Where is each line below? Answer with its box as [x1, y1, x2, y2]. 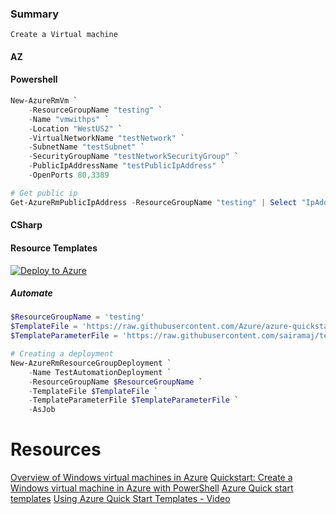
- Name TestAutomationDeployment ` [28, 367, 172, 377]
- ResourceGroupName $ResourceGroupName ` [28, 377, 203, 387]
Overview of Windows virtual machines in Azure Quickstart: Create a [10, 472, 293, 484]
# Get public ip [10, 188, 78, 198]
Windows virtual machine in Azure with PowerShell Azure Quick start [10, 482, 294, 494]
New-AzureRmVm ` [10, 96, 78, 106]
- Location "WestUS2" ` [28, 123, 123, 134]
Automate [10, 287, 53, 299]
